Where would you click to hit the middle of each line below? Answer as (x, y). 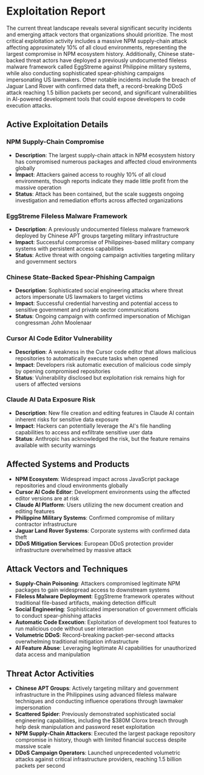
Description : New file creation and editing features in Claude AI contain (104, 413)
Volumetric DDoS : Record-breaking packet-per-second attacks (95, 635)
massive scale (33, 746)
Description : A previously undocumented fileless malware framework (102, 229)
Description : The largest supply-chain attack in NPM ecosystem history (105, 155)
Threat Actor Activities (50, 673)
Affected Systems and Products (68, 464)
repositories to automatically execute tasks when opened (87, 358)
